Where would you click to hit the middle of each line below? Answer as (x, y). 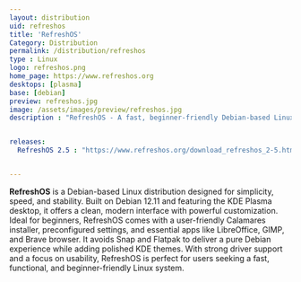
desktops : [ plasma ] (46, 84)
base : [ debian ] (38, 93)
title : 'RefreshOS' (46, 34)
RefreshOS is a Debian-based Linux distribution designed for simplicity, (142, 191)
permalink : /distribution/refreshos (77, 51)
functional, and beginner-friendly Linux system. (97, 268)
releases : (28, 142)
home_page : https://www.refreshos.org (82, 76)
